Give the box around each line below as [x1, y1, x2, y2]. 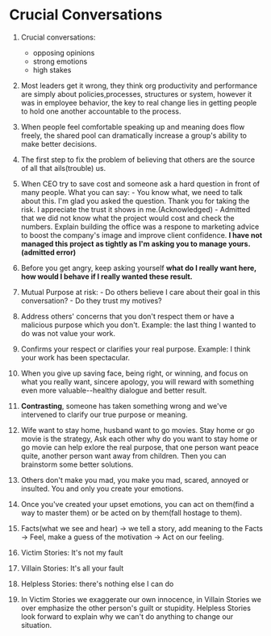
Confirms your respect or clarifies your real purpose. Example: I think [20, 344, 251, 354]
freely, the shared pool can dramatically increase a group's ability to [20, 131, 248, 140]
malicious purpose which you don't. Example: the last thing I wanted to [20, 320, 256, 330]
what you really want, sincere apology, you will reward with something [20, 376, 255, 386]
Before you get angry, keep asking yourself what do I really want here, [20, 263, 257, 272]
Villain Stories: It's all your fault [20, 563, 124, 573]
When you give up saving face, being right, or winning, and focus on [20, 368, 248, 378]
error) [56, 247, 77, 257]
